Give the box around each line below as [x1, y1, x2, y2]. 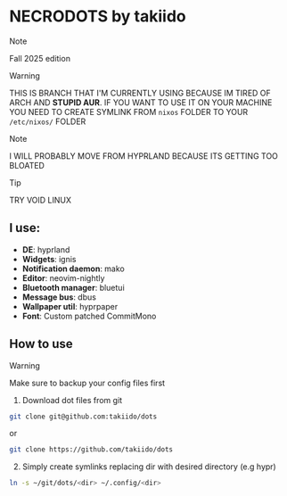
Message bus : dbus [21, 292, 96, 302]
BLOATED [9, 160, 45, 170]
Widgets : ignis [21, 253, 77, 264]
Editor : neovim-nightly [21, 272, 105, 283]
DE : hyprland [21, 244, 70, 255]
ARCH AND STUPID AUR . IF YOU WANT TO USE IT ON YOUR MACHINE [9, 96, 273, 108]
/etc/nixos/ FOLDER [9, 116, 86, 127]
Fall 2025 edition [9, 53, 71, 63]
